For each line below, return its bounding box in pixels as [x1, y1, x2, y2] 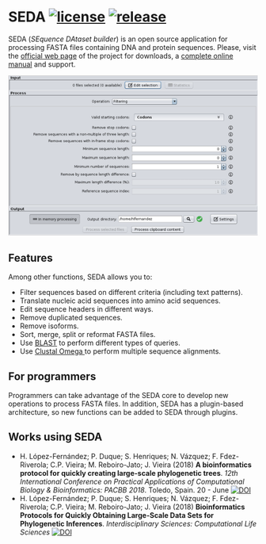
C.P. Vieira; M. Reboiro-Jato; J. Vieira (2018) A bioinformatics [50, 460, 252, 469]
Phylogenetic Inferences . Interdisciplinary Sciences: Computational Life [19, 519, 257, 528]
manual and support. [8, 59, 76, 69]
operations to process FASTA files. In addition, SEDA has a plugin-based [8, 399, 244, 408]
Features [8, 251, 53, 265]
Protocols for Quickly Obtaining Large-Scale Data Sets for [19, 510, 214, 519]
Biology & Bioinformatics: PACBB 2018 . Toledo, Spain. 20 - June [19, 485, 230, 495]
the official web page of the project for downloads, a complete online [8, 51, 234, 60]
